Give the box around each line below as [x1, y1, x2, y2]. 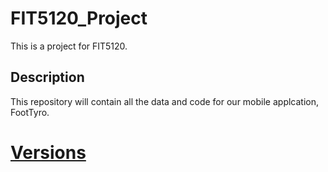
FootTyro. [10, 106, 50, 118]
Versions [10, 141, 87, 164]
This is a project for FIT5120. [10, 40, 128, 52]
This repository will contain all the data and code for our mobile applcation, [10, 95, 320, 107]
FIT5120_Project [10, 7, 148, 30]
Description [10, 69, 85, 86]
